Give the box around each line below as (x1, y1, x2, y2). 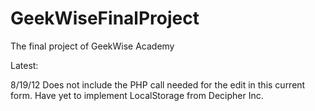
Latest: (10, 59, 39, 71)
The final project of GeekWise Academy (10, 40, 175, 52)
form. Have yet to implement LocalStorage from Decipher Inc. (10, 89, 264, 101)
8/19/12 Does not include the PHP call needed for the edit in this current (10, 78, 306, 91)
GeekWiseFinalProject (10, 7, 200, 30)
